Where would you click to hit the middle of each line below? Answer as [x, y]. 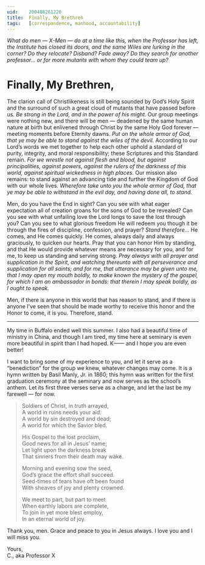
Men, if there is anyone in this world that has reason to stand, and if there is [102, 300]
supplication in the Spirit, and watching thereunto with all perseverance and [102, 262]
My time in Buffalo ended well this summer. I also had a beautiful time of [97, 330]
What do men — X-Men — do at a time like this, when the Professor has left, [103, 41]
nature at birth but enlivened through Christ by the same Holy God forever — [103, 127]
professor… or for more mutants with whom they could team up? [88, 60]
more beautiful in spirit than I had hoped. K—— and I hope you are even [97, 343]
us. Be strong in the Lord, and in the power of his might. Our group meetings [102, 115]
